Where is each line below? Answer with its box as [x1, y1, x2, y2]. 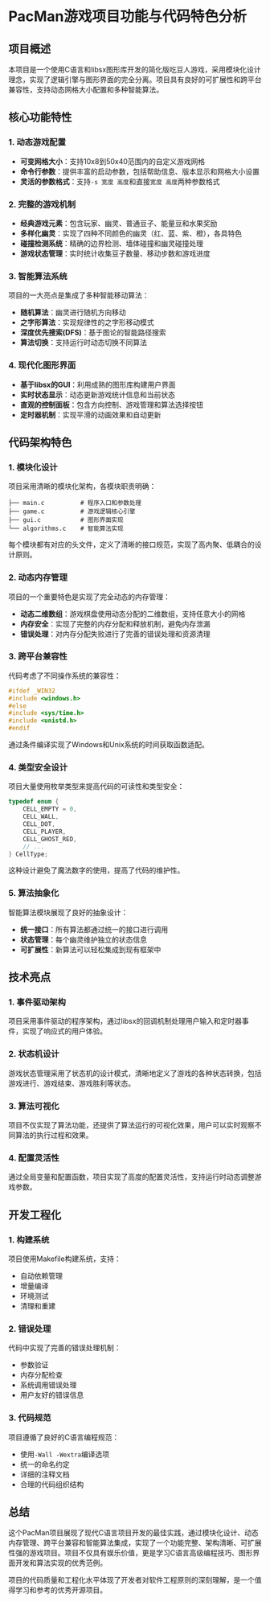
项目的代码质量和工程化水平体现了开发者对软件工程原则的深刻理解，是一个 [8, 1575, 255, 1585]
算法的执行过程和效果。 [14, 1130, 93, 1140]
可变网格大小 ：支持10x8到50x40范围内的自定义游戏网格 [19, 156, 206, 166]
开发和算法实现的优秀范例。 [14, 1558, 107, 1568]
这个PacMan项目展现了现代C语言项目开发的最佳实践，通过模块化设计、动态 [8, 1528, 259, 1538]
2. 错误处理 [8, 1323, 51, 1334]
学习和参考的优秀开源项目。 [14, 1585, 107, 1595]
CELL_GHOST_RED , [22, 835, 78, 843]
